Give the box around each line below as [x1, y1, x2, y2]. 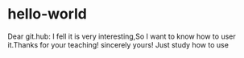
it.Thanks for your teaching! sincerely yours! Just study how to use [7, 39, 229, 49]
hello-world [7, 5, 88, 23]
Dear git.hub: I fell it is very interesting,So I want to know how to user [7, 31, 236, 41]
